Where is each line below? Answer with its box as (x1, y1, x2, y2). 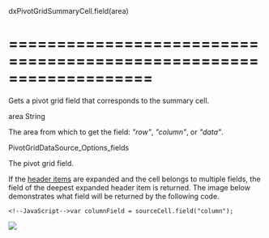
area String (8, 111, 46, 121)
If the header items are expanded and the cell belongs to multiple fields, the (8, 174, 261, 184)
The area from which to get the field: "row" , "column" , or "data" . (8, 127, 224, 137)
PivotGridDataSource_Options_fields (8, 142, 130, 152)
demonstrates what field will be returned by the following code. (8, 191, 220, 201)
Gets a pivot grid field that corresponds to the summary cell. (8, 96, 210, 105)
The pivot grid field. (8, 158, 75, 168)
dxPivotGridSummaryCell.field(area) (8, 6, 130, 15)
